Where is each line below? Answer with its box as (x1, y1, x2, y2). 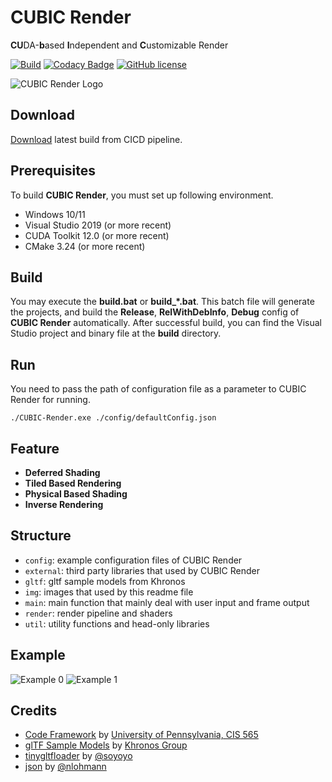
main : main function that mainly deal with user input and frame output (24, 596, 310, 608)
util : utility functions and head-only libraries (24, 617, 210, 630)
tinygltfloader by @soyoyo (24, 750, 133, 762)
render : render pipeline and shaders (24, 607, 173, 619)
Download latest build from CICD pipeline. (10, 133, 183, 145)
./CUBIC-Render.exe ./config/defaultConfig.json (10, 413, 217, 423)
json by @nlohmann (24, 761, 107, 773)
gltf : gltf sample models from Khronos (24, 575, 186, 587)
